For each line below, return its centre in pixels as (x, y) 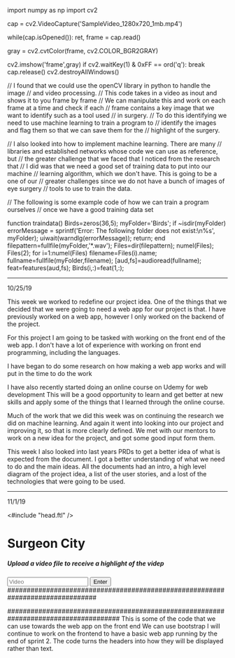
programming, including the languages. (64, 352)
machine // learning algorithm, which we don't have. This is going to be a (112, 174)
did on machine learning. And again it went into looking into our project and (115, 423)
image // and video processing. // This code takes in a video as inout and (112, 93)
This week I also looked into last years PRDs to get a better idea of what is (114, 451)
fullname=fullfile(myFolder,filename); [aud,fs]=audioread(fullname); (104, 260)
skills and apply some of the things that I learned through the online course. (116, 402)
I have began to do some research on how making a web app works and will (116, 366)
